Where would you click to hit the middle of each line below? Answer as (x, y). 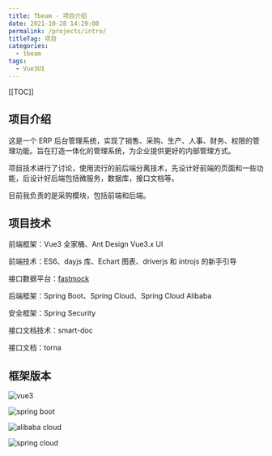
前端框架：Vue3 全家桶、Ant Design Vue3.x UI (86, 244)
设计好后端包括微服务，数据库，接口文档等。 (104, 178)
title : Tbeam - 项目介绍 (48, 16)
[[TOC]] (21, 92)
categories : (28, 46)
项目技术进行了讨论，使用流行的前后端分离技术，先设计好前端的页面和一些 (132, 168)
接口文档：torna (35, 348)
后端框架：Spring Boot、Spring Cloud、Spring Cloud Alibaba (110, 296)
